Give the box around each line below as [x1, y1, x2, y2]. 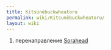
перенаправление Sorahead [15, 37, 88, 45]
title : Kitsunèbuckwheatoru [6, 9, 78, 15]
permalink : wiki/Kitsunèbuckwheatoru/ [6, 15, 105, 21]
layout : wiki [6, 20, 40, 26]
